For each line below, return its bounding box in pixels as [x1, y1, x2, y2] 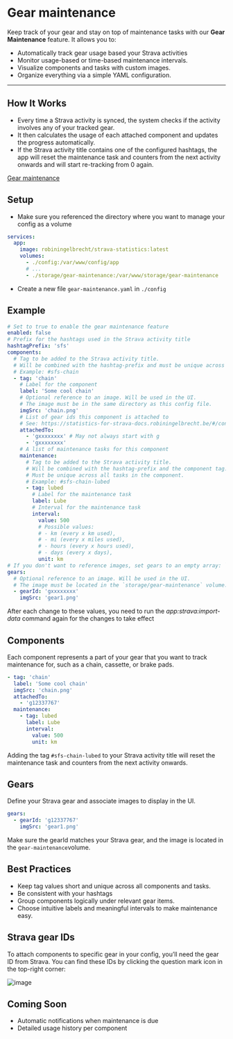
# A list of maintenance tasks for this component [19, 446, 169, 453]
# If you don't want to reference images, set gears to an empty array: [7, 562, 222, 569]
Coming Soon [7, 999, 67, 1011]
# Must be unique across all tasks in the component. [25, 471, 185, 479]
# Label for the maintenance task [32, 491, 132, 498]
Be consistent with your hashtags [17, 889, 113, 897]
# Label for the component [19, 381, 98, 388]
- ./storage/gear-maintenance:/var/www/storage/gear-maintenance [25, 272, 218, 279]
